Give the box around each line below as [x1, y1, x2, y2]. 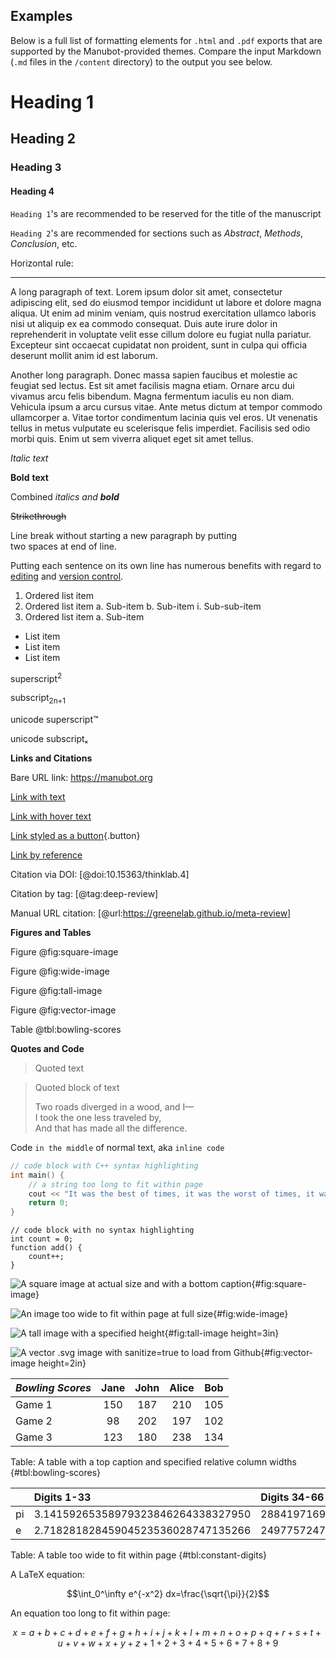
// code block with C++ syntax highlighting [10, 1160, 199, 1171]
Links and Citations [10, 752, 93, 764]
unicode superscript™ [10, 713, 99, 725]
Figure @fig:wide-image [10, 965, 110, 977]
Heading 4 [10, 185, 55, 197]
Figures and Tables [10, 926, 92, 938]
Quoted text [34, 1062, 85, 1074]
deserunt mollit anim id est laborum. [10, 349, 158, 361]
